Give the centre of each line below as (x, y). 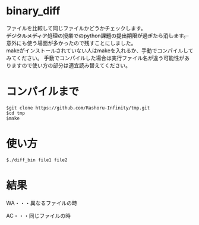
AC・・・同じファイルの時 (39, 215)
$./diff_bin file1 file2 (37, 160)
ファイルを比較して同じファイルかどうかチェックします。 (76, 28)
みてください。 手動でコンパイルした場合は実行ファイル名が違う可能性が (95, 58)
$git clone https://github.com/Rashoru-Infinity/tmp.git (78, 108)
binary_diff (33, 11)
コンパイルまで (43, 92)
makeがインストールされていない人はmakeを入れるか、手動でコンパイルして (100, 50)
